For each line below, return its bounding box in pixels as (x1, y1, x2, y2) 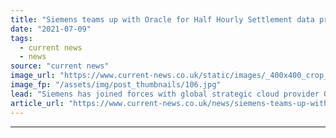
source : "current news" (10, 61, 110, 71)
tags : (10, 33, 33, 43)
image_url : (10, 71, 56, 81)
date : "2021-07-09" (10, 24, 92, 34)
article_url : (10, 98, 65, 108)
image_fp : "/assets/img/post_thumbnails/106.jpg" (10, 80, 222, 90)
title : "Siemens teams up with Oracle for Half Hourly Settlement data (10, 14, 315, 25)
